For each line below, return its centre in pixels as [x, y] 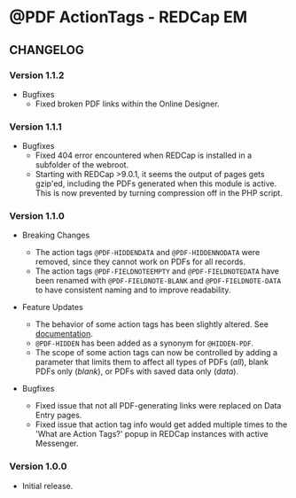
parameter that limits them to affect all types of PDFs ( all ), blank [152, 362]
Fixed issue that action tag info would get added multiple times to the [161, 424]
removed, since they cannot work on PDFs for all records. [140, 262]
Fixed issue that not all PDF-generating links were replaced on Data [158, 406]
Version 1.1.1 [35, 127]
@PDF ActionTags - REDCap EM [129, 17]
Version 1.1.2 [37, 75]
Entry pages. [58, 416]
